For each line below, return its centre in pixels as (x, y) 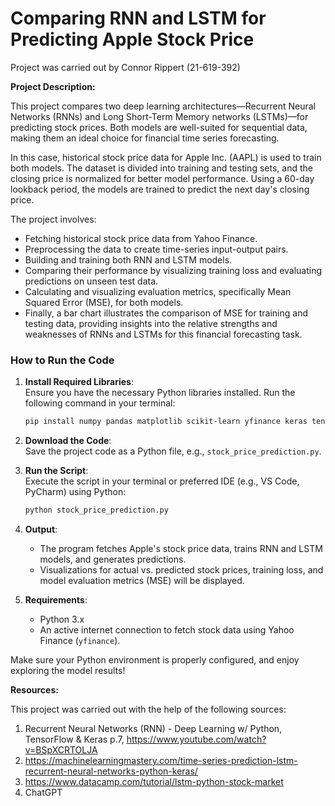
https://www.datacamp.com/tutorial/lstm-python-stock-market (154, 781)
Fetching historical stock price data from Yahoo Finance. (141, 238)
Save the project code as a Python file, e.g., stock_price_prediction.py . (173, 451)
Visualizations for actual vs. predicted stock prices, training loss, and (181, 569)
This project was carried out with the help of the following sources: (148, 709)
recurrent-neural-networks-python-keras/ (111, 771)
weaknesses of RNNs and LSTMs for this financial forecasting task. (163, 334)
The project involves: (53, 219)
